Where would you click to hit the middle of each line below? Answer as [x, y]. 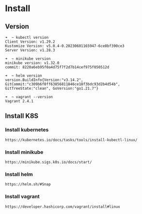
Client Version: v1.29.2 [30, 42]
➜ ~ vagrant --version [29, 97]
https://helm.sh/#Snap [28, 184]
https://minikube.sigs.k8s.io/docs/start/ [48, 162]
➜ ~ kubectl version [27, 37]
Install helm [19, 174]
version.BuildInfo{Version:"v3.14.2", [44, 80]
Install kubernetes [27, 130]
